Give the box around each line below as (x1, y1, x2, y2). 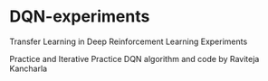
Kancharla (9, 63, 48, 74)
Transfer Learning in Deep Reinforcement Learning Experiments (9, 36, 248, 47)
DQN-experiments (9, 6, 150, 27)
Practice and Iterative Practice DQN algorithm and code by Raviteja (9, 53, 260, 64)
